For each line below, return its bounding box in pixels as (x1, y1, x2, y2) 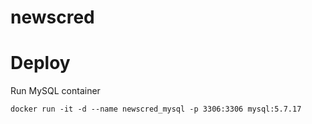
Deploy (10, 52, 71, 75)
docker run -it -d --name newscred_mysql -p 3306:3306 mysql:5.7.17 (10, 104, 302, 115)
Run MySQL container (10, 85, 101, 97)
